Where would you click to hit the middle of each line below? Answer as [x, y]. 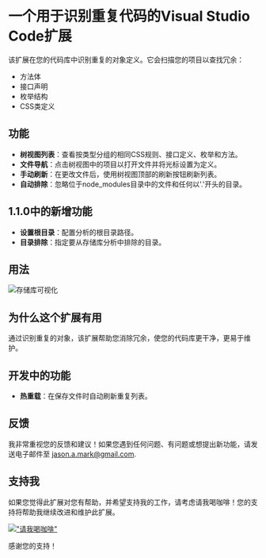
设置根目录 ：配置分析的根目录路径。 [79, 232]
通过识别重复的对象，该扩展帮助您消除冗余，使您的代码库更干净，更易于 [126, 338]
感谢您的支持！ [32, 545]
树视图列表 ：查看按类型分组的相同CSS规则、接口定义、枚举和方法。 [131, 154]
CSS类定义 [37, 106]
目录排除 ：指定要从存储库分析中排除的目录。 [93, 242]
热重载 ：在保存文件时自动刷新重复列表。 [85, 396]
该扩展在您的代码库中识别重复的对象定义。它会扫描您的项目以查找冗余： [126, 60]
